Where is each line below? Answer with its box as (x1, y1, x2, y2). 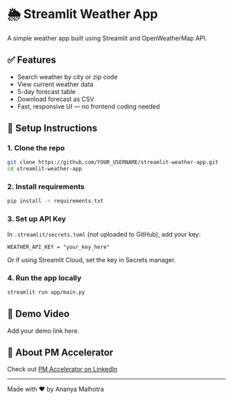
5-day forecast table (17, 87, 76, 95)
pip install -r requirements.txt (7, 198, 104, 205)
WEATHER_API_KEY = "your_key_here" (7, 243, 110, 250)
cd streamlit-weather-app (7, 166, 82, 173)
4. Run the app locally (7, 273, 82, 282)
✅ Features (7, 54, 57, 66)
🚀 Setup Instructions (7, 122, 98, 134)
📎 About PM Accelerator (7, 346, 114, 359)
